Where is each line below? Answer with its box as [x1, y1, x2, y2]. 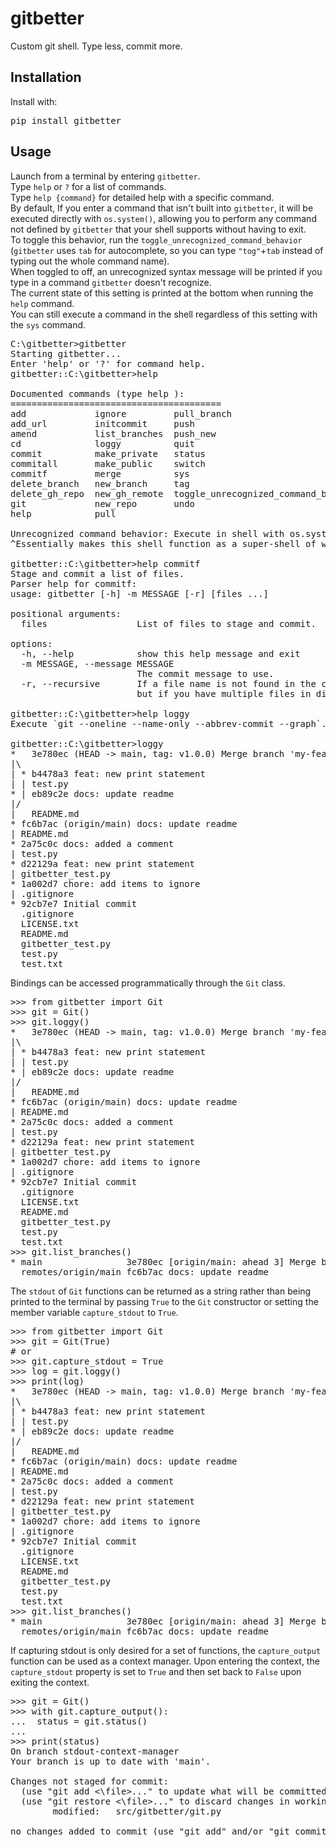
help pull [10, 508, 117, 519]
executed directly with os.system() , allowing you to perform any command [10, 212, 317, 224]
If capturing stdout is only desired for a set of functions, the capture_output [10, 1644, 322, 1656]
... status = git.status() [10, 1715, 148, 1727]
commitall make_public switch [10, 458, 206, 469]
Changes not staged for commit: [10, 1775, 169, 1787]
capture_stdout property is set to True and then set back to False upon [10, 1665, 302, 1677]
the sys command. [10, 318, 87, 331]
